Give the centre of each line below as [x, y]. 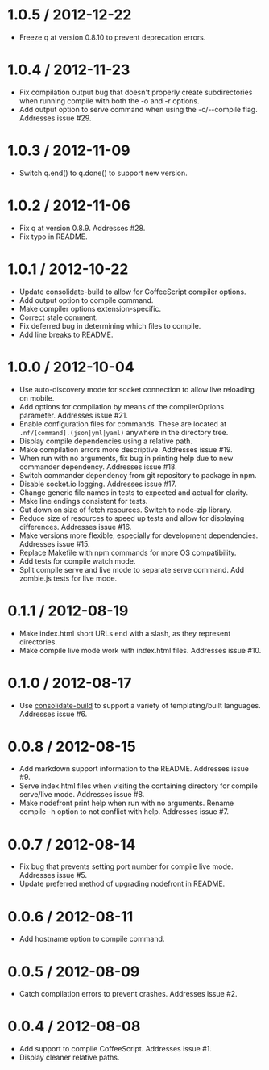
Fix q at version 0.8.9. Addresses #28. [82, 228]
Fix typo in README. [53, 237]
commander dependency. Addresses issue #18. [98, 467]
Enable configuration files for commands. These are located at [123, 424]
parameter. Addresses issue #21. [73, 415]
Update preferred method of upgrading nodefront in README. [122, 884]
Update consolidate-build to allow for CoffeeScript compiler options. [132, 292]
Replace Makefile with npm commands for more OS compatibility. [128, 552]
